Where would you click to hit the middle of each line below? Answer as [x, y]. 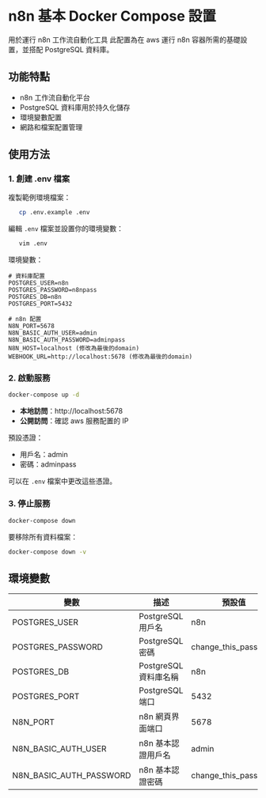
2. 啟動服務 [29, 378]
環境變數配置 [40, 117]
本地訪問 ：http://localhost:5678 [71, 411]
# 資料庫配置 [27, 276]
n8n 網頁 [155, 717]
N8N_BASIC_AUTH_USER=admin [53, 333]
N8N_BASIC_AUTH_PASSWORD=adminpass [67, 340]
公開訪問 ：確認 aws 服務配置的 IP [74, 421]
